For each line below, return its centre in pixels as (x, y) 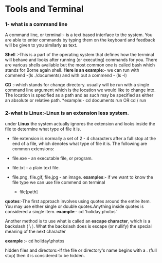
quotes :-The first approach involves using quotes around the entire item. (78, 201)
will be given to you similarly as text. (41, 45)
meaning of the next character (36, 231)
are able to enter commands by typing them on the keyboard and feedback (80, 40)
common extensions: (33, 149)
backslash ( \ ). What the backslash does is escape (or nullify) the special (78, 226)
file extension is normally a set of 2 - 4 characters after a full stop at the (84, 138)
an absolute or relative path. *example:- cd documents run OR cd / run (76, 101)
